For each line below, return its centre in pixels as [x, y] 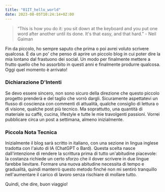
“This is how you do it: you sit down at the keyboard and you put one [87, 28]
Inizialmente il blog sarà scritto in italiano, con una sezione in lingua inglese [82, 143]
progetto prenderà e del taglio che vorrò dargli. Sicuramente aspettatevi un [82, 98]
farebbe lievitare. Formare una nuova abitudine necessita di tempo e [75, 164]
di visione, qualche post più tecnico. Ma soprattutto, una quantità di [74, 109]
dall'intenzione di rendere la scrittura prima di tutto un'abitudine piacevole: [81, 153]
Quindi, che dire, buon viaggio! [36, 184]
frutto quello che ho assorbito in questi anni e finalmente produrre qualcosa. [83, 64]
